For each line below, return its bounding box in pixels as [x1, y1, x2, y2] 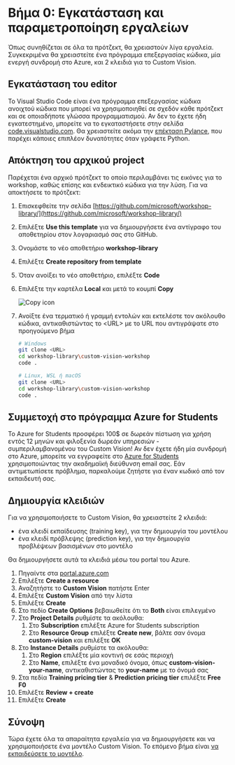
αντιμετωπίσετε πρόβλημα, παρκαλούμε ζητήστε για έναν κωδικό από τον [8, 467, 225, 475]
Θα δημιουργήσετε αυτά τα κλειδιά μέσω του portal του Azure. [8, 555, 191, 564]
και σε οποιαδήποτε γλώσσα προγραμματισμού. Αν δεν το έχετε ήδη [8, 111, 207, 120]
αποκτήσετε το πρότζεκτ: [8, 188, 81, 196]
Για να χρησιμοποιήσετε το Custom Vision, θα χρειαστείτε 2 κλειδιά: [8, 513, 208, 522]
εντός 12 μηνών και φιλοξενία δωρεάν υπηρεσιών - [8, 437, 159, 446]
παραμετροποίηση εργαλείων [8, 20, 190, 36]
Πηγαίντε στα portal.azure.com [17, 569, 109, 578]
